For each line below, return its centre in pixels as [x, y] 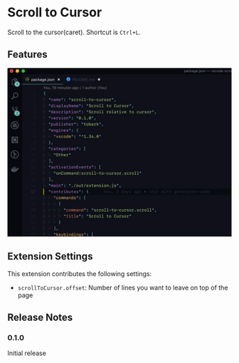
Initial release [27, 353]
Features [27, 55]
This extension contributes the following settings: [79, 273]
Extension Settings [50, 256]
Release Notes [40, 317]
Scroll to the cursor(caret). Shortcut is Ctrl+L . [74, 32]
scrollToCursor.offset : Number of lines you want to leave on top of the [123, 287]
